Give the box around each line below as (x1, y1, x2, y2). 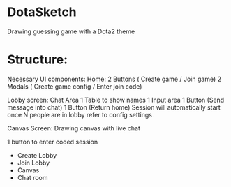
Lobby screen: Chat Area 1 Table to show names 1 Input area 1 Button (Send (7, 96, 225, 104)
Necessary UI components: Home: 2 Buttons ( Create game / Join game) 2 (7, 75, 222, 83)
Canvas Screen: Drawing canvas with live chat (7, 124, 141, 133)
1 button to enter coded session (7, 137, 98, 146)
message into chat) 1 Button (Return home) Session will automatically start (7, 103, 221, 112)
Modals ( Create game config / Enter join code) (7, 82, 142, 91)
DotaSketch (7, 4, 77, 20)
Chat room (17, 173, 48, 181)
